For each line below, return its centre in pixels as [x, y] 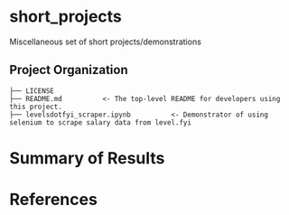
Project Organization [69, 70]
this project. [36, 107]
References [53, 200]
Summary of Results [87, 158]
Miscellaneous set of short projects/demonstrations [105, 42]
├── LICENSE [32, 91]
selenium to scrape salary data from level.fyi [101, 122]
